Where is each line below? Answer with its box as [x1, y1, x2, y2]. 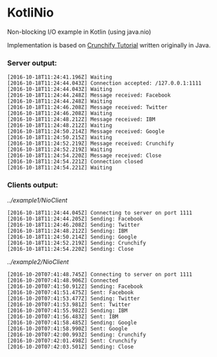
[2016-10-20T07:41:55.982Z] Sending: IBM [7, 307, 128, 314]
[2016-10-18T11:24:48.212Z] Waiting [7, 122, 112, 129]
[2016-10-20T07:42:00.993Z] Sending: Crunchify [7, 331, 147, 338]
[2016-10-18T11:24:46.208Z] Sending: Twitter [7, 221, 140, 228]
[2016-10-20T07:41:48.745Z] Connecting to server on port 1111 [7, 271, 193, 278]
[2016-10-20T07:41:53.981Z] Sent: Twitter [7, 301, 131, 308]
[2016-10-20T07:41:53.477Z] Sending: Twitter [7, 295, 140, 302]
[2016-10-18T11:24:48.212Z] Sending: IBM [7, 227, 128, 234]
